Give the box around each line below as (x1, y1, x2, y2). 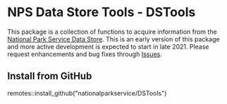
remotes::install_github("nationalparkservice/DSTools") (7, 89, 167, 97)
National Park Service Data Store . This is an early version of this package (7, 34, 220, 43)
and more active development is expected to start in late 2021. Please (7, 42, 209, 51)
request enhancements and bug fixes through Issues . (7, 50, 162, 58)
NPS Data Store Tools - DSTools (7, 4, 196, 20)
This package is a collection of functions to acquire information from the (7, 27, 217, 36)
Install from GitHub (7, 70, 92, 82)
